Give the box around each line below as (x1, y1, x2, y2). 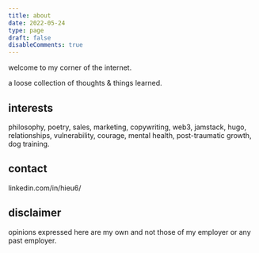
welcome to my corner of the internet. (8, 63, 132, 72)
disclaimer (8, 206, 62, 220)
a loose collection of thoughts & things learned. (8, 79, 162, 88)
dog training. (8, 139, 50, 148)
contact (8, 162, 48, 175)
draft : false (8, 33, 51, 42)
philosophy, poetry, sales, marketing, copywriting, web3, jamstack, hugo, (8, 122, 247, 132)
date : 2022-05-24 (8, 19, 66, 27)
